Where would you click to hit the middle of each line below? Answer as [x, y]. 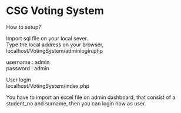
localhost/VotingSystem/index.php [48, 85]
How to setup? [24, 27]
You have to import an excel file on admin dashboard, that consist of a [91, 97]
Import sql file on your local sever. [47, 38]
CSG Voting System [55, 11]
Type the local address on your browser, [55, 44]
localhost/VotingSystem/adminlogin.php [55, 50]
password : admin [28, 68]
